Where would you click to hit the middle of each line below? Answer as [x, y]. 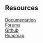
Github [12, 30]
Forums [13, 25]
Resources [22, 8]
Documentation [21, 20]
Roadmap [15, 35]
